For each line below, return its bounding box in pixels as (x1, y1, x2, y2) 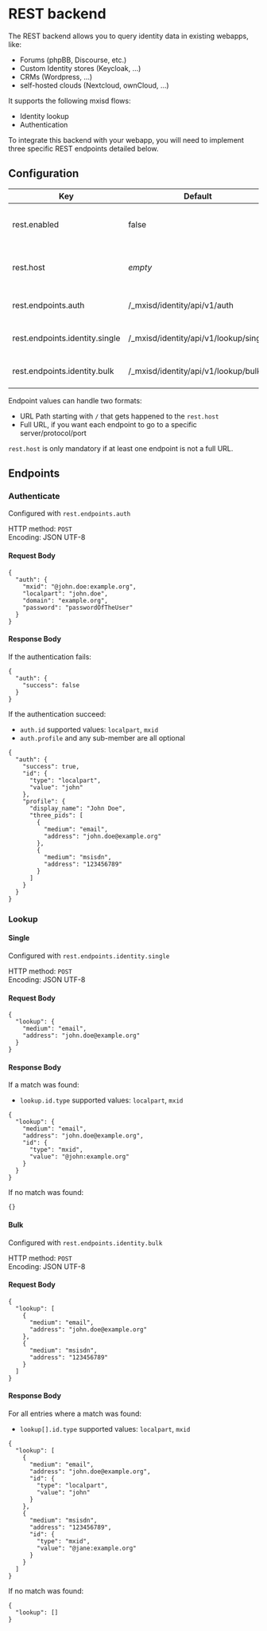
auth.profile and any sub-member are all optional (19, 733, 185, 742)
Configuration (8, 167, 79, 180)
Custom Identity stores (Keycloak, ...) (19, 63, 141, 73)
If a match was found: (8, 1080, 79, 1090)
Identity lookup (19, 111, 69, 120)
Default (184, 191, 212, 202)
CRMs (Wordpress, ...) (19, 72, 93, 81)
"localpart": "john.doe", (22, 589, 109, 598)
